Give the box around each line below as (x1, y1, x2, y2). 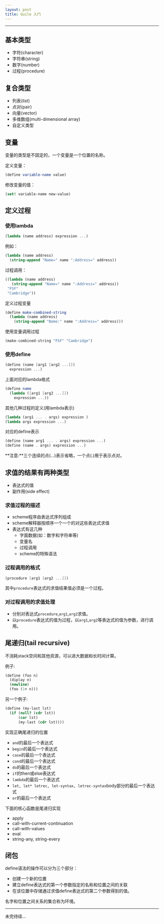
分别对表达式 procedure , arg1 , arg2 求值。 (12, 611, 91, 617)
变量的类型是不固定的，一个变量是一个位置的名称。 (5, 152, 108, 158)
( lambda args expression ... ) (5, 419, 67, 424)
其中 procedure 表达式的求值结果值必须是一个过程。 (5, 585, 106, 591)
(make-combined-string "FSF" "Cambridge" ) (5, 338, 93, 344)
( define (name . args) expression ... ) (5, 443, 86, 448)
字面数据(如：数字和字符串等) (19, 532, 79, 538)
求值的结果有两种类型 (5, 468, 69, 477)
